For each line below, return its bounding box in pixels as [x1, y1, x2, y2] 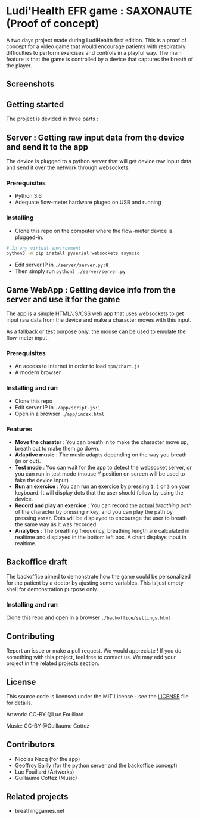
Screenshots [6, 79, 55, 89]
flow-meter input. [6, 334, 49, 341]
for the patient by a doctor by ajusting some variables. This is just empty [6, 579, 184, 586]
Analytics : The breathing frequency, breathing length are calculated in [14, 527, 190, 534]
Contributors [6, 740, 55, 750]
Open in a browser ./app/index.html [14, 410, 105, 417]
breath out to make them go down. [14, 445, 100, 452]
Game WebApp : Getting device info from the [6, 285, 176, 295]
